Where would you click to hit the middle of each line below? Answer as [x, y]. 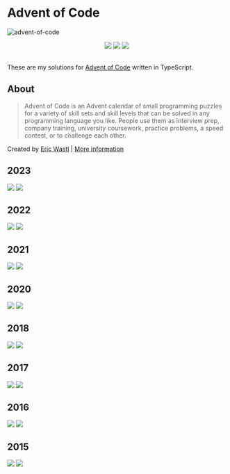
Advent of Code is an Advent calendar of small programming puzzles [123, 106]
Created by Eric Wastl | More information [65, 149]
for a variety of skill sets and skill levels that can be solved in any [117, 113]
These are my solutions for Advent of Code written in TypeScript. [100, 67]
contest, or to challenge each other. [75, 135]
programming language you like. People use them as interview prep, [122, 120]
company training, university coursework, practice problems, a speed [124, 128]
